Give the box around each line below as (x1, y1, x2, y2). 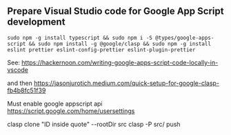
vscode (7, 65, 29, 74)
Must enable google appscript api (7, 99, 103, 108)
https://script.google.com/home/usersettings (7, 106, 135, 115)
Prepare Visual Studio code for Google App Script (7, 5, 224, 17)
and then (7, 79, 32, 87)
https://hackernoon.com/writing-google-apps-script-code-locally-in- (21, 58, 219, 66)
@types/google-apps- (154, 34, 214, 41)
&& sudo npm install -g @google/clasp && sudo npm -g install (28, 40, 212, 47)
